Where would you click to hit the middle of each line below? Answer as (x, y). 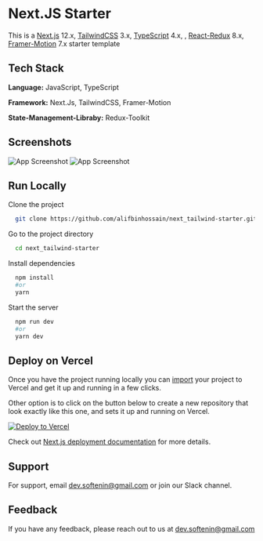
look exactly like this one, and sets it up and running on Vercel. (109, 412)
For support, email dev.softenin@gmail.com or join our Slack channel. (120, 485)
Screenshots (40, 142)
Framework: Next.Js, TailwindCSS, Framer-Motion (90, 102)
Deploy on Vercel (51, 360)
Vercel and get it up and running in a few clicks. (85, 388)
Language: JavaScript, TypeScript (64, 87)
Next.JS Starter (60, 14)
